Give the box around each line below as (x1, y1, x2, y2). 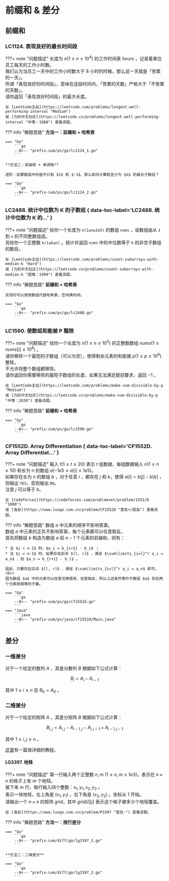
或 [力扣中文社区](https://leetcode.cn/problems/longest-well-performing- (5, 114, 160, 119)
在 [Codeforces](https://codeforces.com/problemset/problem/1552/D (5, 498, 149, 503)
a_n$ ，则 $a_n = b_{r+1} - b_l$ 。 (5, 557, 80, 562)
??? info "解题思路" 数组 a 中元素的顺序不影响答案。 (5, 522, 112, 528)
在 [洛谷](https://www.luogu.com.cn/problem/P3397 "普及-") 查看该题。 (5, 810, 151, 815)
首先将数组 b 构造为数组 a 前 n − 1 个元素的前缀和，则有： (5, 535, 125, 541)
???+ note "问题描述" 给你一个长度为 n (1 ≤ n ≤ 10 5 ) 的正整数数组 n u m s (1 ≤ (5, 339, 159, 346)
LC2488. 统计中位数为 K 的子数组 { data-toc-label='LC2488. (5, 207, 154, 214)
